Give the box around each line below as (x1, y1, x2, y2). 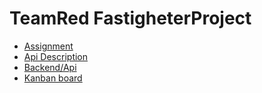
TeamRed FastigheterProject (9, 7, 252, 30)
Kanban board (23, 72, 83, 84)
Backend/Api (23, 61, 77, 73)
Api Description (23, 50, 89, 62)
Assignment (23, 40, 74, 52)
